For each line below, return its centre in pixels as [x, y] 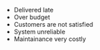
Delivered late [34, 10]
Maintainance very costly [50, 39]
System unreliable [40, 32]
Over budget [32, 17]
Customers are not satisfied [53, 24]
